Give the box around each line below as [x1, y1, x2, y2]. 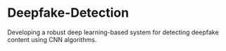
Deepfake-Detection [7, 5, 129, 21]
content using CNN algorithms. [7, 35, 97, 43]
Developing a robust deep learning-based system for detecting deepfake [7, 28, 220, 36]
